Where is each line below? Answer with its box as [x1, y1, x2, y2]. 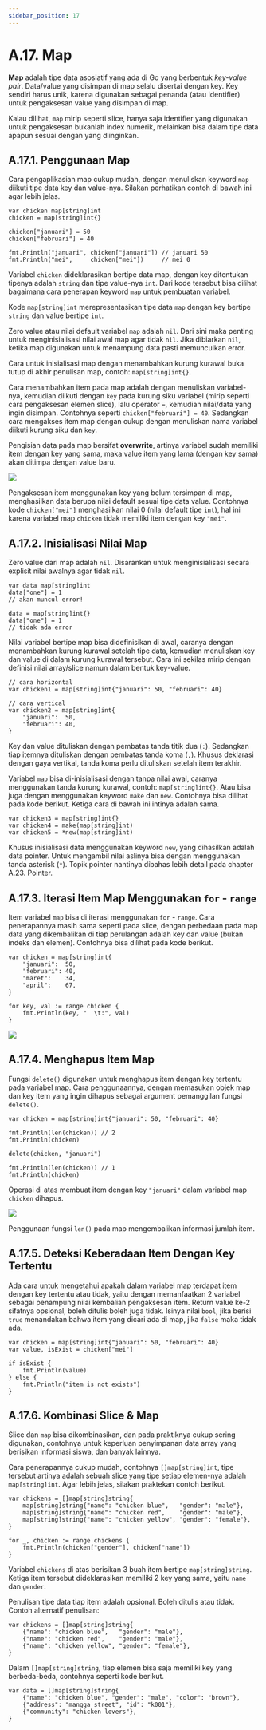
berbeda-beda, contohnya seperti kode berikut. [8, 1672, 165, 1681]
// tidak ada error [8, 624, 73, 631]
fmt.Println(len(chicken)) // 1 [8, 1163, 115, 1172]
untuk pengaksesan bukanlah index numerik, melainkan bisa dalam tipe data [8, 121, 259, 132]
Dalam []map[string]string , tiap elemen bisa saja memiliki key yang [8, 1663, 233, 1673]
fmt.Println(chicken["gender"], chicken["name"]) [22, 1544, 191, 1552]
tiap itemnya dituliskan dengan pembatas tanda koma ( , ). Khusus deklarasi [8, 750, 254, 759]
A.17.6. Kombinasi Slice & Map [8, 1409, 159, 1423]
